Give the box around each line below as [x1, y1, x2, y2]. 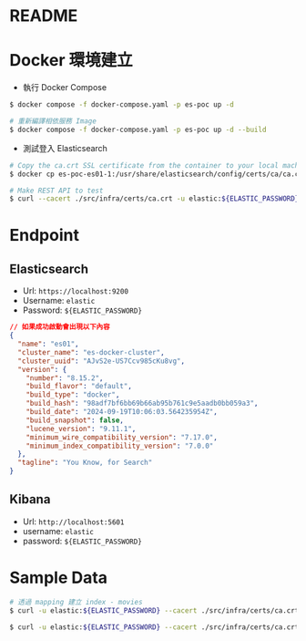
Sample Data [9, 567, 107, 588]
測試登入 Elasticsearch [22, 142, 107, 153]
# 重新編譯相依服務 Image [9, 117, 97, 126]
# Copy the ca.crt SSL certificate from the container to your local [9, 160, 280, 170]
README [9, 5, 78, 26]
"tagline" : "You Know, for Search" [17, 458, 153, 468]
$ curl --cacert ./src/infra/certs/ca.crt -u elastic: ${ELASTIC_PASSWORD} [9, 194, 300, 203]
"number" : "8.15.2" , [25, 373, 104, 383]
